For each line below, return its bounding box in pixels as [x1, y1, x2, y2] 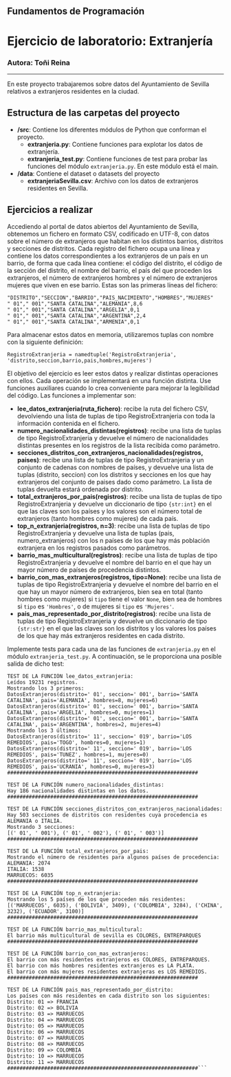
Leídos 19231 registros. [7, 679, 78, 686]
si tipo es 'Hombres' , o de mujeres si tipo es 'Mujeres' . [16, 602, 174, 611]
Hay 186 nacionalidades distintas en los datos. [7, 787, 149, 794]
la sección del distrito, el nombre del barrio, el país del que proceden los [7, 266, 212, 274]
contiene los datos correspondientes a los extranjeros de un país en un [7, 252, 208, 260]
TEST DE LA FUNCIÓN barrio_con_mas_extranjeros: [7, 950, 149, 957]
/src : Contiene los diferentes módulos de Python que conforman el [16, 125, 207, 134]
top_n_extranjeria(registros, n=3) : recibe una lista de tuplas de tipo [16, 522, 210, 530]
